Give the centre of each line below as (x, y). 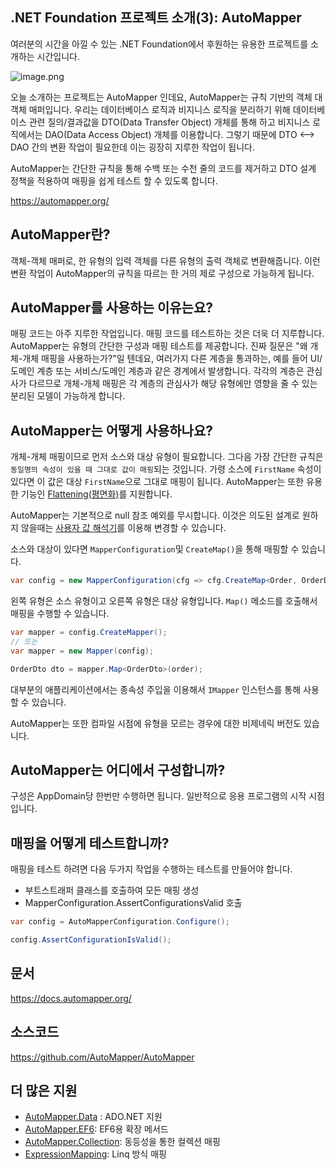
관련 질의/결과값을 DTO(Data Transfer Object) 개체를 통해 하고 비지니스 (169, 122)
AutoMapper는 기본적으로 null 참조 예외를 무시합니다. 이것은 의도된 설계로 (155, 515)
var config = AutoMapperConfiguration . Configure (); (120, 922)
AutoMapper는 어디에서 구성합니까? (118, 770)
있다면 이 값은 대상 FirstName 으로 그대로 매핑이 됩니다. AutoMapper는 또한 (157, 482)
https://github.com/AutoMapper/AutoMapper (102, 1057)
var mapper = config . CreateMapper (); (89, 633)
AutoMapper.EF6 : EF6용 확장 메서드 (96, 1129)
